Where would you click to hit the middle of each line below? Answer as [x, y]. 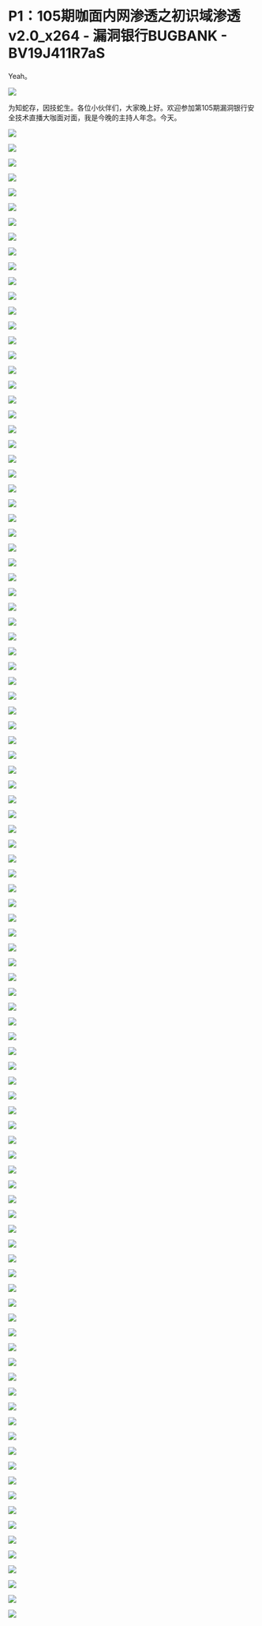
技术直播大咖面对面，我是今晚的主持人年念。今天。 [98, 117]
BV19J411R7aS [57, 53]
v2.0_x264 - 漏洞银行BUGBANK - [118, 36]
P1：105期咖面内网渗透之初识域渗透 [124, 16]
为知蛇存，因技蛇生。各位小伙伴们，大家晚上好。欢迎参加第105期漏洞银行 [128, 107]
